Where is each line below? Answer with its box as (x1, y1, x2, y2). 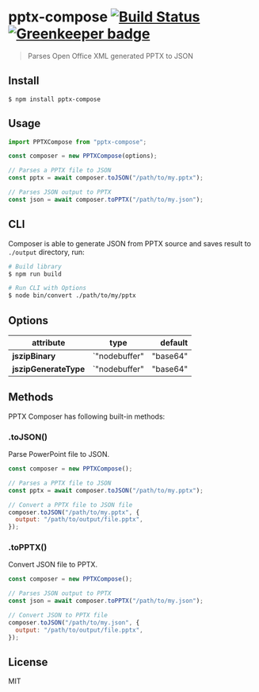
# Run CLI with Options (8, 284, 87, 292)
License (8, 655, 48, 669)
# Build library (8, 262, 62, 270)
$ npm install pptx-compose (8, 95, 101, 103)
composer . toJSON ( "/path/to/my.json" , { (8, 618, 140, 627)
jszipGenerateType (12, 363, 86, 374)
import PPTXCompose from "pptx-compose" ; (8, 137, 147, 146)
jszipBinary (12, 350, 56, 361)
